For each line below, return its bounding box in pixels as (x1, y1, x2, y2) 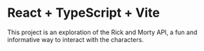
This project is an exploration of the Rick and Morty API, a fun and (7, 28, 198, 36)
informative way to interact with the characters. (7, 35, 144, 43)
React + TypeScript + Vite (7, 5, 160, 21)
